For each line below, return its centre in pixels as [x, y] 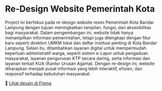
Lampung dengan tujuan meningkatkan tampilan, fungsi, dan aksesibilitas [78, 27]
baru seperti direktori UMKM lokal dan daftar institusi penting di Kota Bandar [81, 43]
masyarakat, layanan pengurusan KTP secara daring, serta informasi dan [78, 58]
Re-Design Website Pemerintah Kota [80, 9]
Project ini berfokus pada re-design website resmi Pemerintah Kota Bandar [80, 22]
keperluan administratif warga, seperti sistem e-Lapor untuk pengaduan [77, 53]
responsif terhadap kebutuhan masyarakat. [48, 74]
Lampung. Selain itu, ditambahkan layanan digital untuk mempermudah [76, 48]
